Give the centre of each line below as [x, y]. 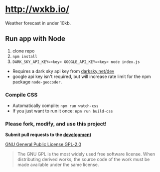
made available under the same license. [58, 165]
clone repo [23, 50]
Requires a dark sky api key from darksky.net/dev [63, 71]
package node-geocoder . [37, 81]
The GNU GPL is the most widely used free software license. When [86, 154]
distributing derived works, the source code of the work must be [83, 159]
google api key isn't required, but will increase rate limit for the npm [81, 76]
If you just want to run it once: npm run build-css [63, 111]
